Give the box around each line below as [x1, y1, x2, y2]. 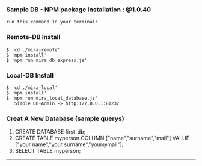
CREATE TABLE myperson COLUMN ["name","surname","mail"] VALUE [14, 135, 190, 142]
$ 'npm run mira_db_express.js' [6, 57, 87, 63]
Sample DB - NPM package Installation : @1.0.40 [6, 5, 151, 14]
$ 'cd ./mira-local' [6, 84, 58, 91]
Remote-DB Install [6, 33, 61, 41]
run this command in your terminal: [6, 19, 98, 25]
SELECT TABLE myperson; [14, 147, 81, 155]
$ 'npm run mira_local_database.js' [6, 95, 98, 101]
